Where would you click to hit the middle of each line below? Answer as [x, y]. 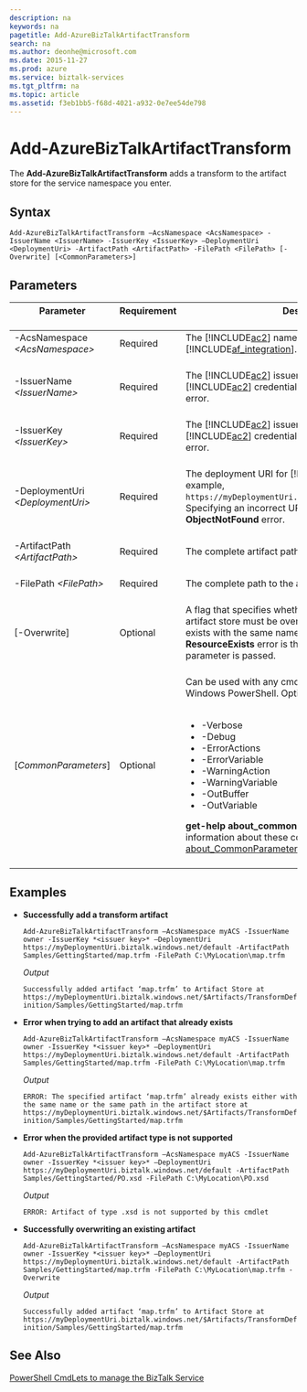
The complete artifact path [243, 551]
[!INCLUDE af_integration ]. [242, 348]
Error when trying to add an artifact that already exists [128, 1022]
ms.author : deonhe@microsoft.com [73, 52]
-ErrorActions [231, 748]
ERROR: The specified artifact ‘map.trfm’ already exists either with [160, 1097]
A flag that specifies [228, 609]
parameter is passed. [231, 655]
